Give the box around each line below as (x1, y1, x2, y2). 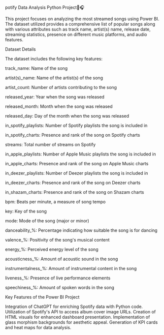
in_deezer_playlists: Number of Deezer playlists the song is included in (5, 170, 148, 176)
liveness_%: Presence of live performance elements (5, 275, 111, 281)
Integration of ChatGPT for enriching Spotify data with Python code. (5, 304, 143, 309)
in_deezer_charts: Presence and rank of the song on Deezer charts (5, 180, 141, 185)
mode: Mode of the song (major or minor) (5, 218, 90, 223)
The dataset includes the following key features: (5, 56, 102, 61)
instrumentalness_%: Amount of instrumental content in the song (5, 266, 137, 271)
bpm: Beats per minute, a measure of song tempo (5, 199, 106, 205)
